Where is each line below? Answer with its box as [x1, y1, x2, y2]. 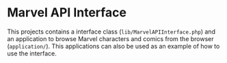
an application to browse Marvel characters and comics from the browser [7, 34, 214, 42]
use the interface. [7, 49, 57, 58]
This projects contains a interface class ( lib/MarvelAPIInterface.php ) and [7, 27, 215, 36]
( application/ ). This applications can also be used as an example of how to [7, 42, 220, 50]
